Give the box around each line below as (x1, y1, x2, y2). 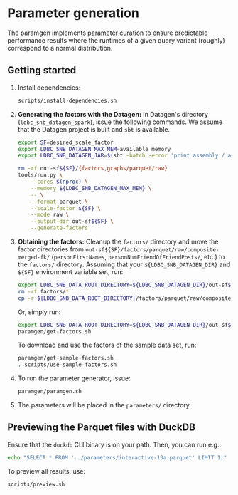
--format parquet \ (31, 198, 89, 205)
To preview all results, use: (7, 467, 86, 475)
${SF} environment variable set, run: (17, 268, 124, 276)
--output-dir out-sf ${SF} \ (31, 218, 114, 225)
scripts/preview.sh (7, 481, 65, 488)
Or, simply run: (17, 308, 61, 316)
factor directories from (17, 245, 84, 254)
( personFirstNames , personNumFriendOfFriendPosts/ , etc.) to (51, 253, 225, 261)
